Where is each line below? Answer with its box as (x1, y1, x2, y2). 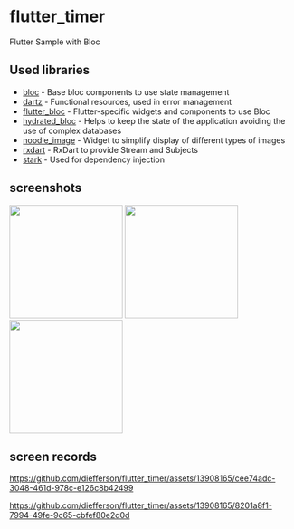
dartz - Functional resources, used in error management (22, 96, 232, 107)
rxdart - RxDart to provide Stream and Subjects (22, 144, 199, 155)
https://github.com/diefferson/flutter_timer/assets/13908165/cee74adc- (9, 473, 276, 484)
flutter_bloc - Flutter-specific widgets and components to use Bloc (22, 106, 271, 117)
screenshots (9, 180, 82, 196)
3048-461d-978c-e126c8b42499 (9, 483, 134, 494)
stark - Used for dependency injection (22, 154, 166, 165)
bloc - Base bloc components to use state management (22, 86, 230, 97)
